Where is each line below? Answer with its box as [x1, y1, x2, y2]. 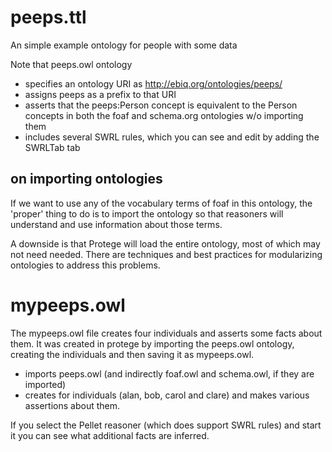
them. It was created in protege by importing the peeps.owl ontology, [10, 337, 295, 350]
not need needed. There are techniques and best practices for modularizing [10, 248, 323, 260]
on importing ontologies [10, 171, 163, 188]
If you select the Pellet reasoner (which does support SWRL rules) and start [10, 419, 322, 431]
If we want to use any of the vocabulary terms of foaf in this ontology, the [10, 197, 313, 209]
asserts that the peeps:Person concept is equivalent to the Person [24, 99, 298, 111]
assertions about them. [24, 399, 120, 411]
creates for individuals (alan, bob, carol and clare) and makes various [24, 389, 310, 401]
